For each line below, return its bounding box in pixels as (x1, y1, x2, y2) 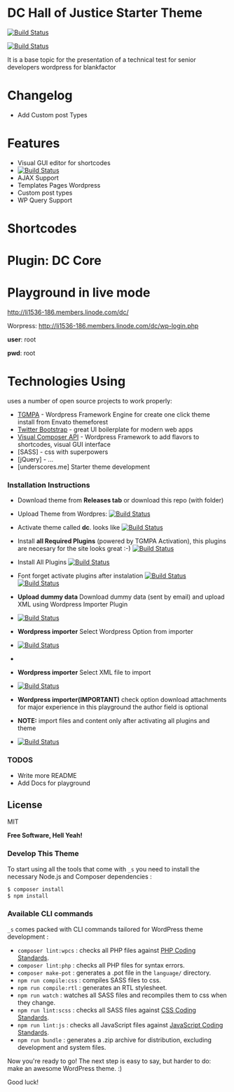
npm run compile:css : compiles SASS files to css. (17, 975, 161, 984)
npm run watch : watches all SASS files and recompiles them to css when (17, 991, 228, 999)
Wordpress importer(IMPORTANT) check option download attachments (17, 696, 227, 704)
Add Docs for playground (17, 779, 91, 787)
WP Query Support (17, 195, 72, 204)
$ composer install (7, 885, 64, 893)
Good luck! (7, 1077, 39, 1086)
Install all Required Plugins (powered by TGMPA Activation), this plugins (17, 537, 226, 545)
